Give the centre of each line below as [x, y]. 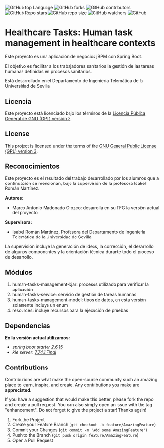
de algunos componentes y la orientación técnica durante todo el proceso [80, 252]
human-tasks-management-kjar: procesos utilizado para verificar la [81, 284]
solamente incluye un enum [40, 305]
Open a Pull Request [33, 440]
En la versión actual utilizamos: [37, 338]
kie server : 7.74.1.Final [34, 352]
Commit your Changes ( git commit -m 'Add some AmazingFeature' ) [80, 430]
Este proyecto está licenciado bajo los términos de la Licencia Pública [75, 113]
